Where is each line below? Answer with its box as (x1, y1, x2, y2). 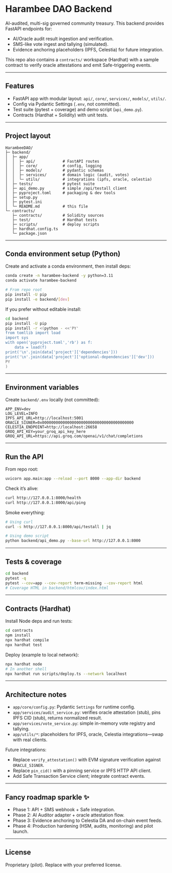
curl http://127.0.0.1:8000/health (5, 495, 81, 500)
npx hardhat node (5, 661, 42, 667)
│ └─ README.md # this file (5, 204, 88, 209)
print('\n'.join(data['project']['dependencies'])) (5, 350, 118, 355)
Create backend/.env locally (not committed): (5, 397, 100, 403)
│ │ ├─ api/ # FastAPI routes (5, 159, 100, 164)
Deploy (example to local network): (5, 652, 79, 658)
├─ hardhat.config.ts (12, 226, 58, 232)
